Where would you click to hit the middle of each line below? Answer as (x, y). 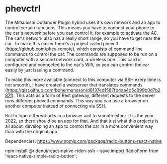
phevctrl (23, 9)
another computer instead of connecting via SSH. (56, 106)
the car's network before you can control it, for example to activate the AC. (82, 33)
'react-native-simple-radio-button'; (41, 156)
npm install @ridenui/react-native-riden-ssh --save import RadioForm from (82, 151)
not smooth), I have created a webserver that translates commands (74, 84)
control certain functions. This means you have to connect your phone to (80, 27)
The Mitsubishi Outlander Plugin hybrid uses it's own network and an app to (83, 22)
